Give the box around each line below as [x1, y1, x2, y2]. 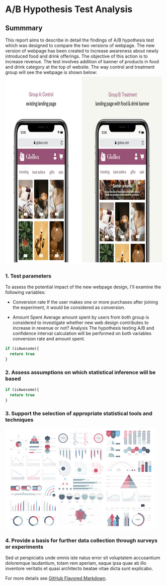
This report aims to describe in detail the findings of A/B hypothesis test [5, 37, 154, 43]
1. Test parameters [5, 272, 52, 279]
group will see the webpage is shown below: [5, 69, 98, 75]
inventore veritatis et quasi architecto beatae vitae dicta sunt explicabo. [5, 565, 153, 572]
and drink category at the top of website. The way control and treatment [5, 64, 155, 70]
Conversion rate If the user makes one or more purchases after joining [12, 299, 158, 305]
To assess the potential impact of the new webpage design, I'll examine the [5, 284, 161, 290]
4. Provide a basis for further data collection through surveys [5, 537, 157, 544]
